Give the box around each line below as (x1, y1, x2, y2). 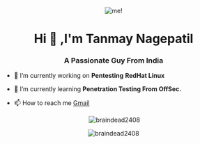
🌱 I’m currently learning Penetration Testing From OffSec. (13, 85, 182, 93)
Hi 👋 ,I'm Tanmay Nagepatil (33, 31, 194, 47)
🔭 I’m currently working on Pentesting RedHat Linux (13, 72, 165, 80)
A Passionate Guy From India (63, 56, 164, 65)
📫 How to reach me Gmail (13, 99, 90, 107)
